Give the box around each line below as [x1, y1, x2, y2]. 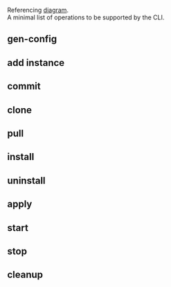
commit [7, 80, 41, 92]
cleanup [7, 269, 44, 281]
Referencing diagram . [7, 6, 69, 14]
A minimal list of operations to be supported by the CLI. [7, 13, 165, 21]
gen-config [7, 33, 57, 45]
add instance [7, 57, 65, 69]
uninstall [7, 175, 46, 186]
